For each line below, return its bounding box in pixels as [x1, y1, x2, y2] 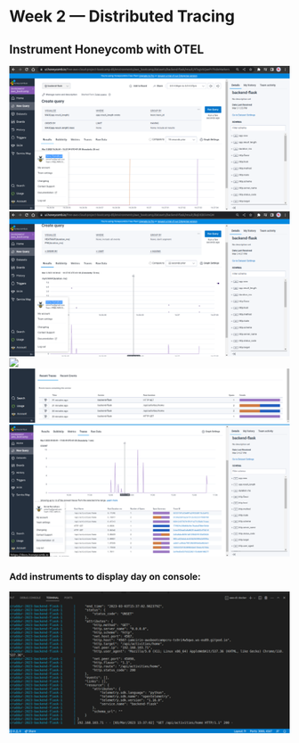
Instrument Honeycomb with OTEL [9, 42, 205, 57]
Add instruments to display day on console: [9, 571, 202, 583]
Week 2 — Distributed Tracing [9, 6, 236, 27]
